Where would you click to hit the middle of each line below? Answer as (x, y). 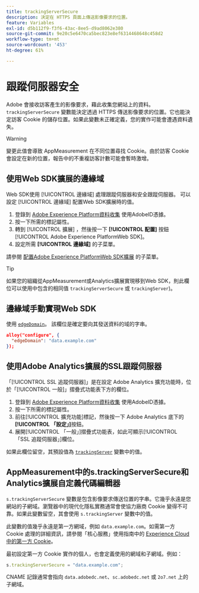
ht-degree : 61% (25, 51)
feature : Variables (30, 23)
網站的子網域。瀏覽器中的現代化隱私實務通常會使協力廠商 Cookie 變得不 (94, 506)
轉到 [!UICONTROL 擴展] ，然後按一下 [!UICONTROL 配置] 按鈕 (92, 229)
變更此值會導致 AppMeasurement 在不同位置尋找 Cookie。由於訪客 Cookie (98, 151)
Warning (16, 138)
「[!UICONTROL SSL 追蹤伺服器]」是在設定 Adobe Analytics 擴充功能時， (96, 381)
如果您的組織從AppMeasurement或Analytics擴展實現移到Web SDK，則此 (95, 280)
